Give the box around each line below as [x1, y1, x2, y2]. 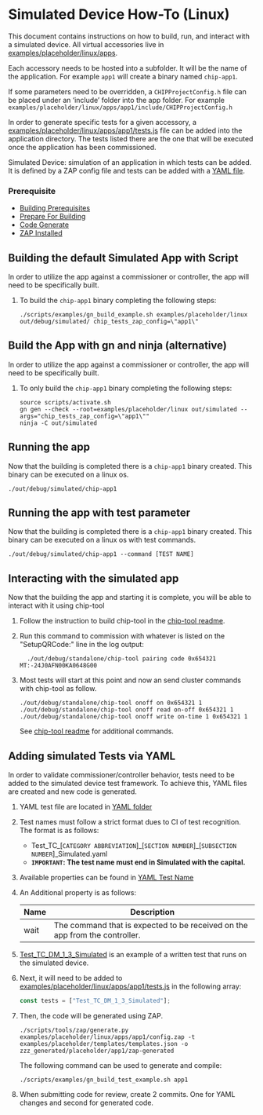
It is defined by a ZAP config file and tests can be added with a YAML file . [8, 166, 245, 175]
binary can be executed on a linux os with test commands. [8, 536, 196, 545]
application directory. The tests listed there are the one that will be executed [8, 133, 254, 143]
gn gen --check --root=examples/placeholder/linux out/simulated [19, 405, 237, 413]
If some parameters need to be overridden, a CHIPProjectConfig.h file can [8, 86, 247, 96]
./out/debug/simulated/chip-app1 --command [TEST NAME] [8, 550, 194, 558]
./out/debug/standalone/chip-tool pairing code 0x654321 [27, 655, 217, 663]
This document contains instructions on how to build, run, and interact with [8, 31, 250, 41]
